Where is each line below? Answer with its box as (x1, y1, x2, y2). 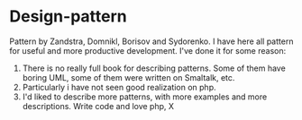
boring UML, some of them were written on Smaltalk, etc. (22, 72, 235, 82)
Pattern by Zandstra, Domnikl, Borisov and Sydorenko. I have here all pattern (9, 36, 294, 47)
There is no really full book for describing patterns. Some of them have (22, 63, 286, 73)
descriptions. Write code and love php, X (22, 100, 174, 111)
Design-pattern (9, 6, 128, 27)
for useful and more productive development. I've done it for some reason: (9, 45, 287, 56)
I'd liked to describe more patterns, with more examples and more (22, 91, 268, 102)
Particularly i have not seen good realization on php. (22, 81, 216, 92)
